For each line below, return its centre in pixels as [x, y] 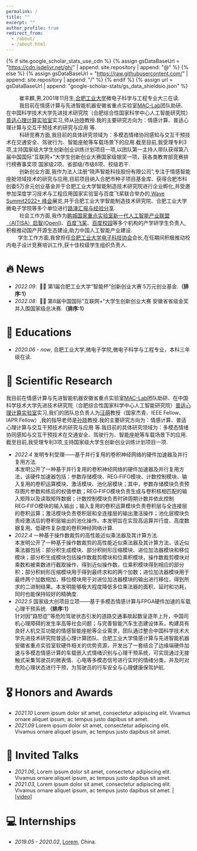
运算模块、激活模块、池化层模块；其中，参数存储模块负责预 [117, 484]
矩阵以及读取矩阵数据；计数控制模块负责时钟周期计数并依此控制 [97, 498]
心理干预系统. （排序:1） [43, 608]
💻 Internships [41, 821]
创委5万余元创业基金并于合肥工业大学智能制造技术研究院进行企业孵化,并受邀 [98, 186]
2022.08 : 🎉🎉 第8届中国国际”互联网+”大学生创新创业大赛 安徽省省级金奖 [101, 301]
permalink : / [22, 11]
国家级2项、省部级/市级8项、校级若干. [84, 164]
